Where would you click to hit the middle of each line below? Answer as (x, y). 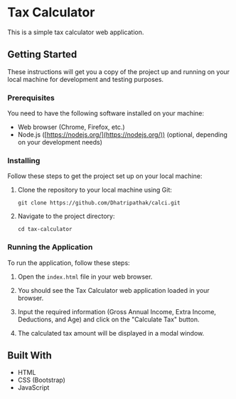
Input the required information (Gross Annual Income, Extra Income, (117, 311)
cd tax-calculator (45, 229)
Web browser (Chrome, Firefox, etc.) (71, 127)
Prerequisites (31, 98)
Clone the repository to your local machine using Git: (95, 190)
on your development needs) (60, 142)
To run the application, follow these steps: (69, 263)
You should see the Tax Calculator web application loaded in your (113, 290)
